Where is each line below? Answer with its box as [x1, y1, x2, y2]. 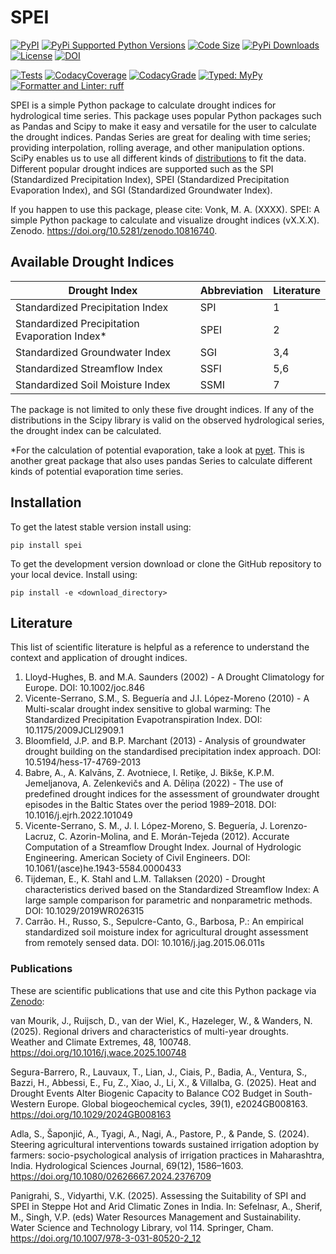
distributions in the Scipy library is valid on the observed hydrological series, [10, 414, 325, 426]
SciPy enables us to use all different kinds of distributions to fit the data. [10, 152, 307, 164]
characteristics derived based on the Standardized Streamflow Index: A [24, 884, 320, 896]
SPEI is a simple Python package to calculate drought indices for [10, 99, 277, 111]
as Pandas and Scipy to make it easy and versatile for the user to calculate [10, 120, 317, 132]
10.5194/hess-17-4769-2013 [24, 756, 142, 768]
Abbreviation [199, 283, 264, 297]
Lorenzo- [269, 820, 308, 832]
